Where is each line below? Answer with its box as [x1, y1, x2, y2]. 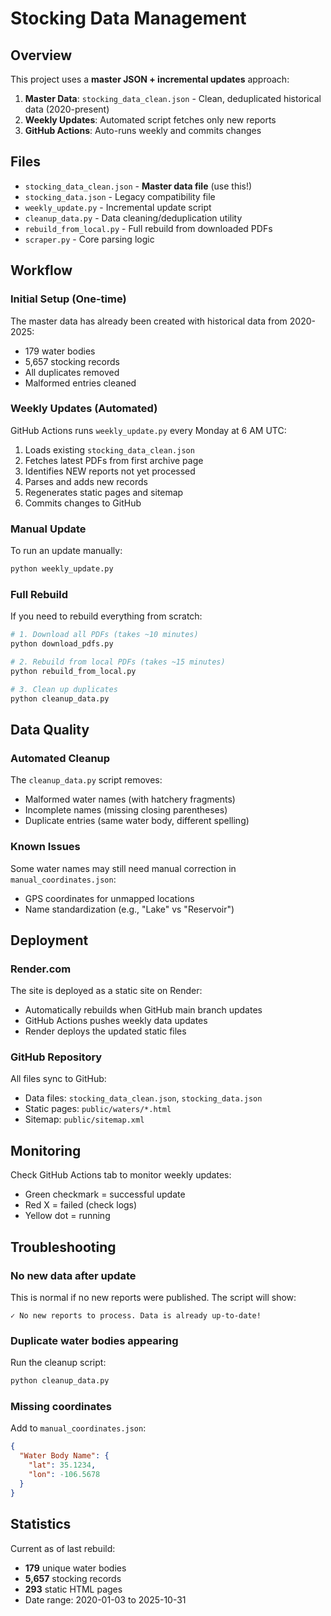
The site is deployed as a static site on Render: [10, 985, 203, 997]
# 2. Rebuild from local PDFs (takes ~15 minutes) [10, 657, 226, 667]
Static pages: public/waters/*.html [24, 1103, 172, 1115]
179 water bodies [24, 345, 96, 357]
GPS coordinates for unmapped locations [24, 892, 195, 904]
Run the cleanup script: [10, 1357, 107, 1369]
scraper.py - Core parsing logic [24, 233, 155, 245]
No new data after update [10, 1268, 137, 1282]
